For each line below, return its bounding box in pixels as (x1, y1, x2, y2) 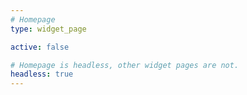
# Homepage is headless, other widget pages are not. (10, 60, 240, 70)
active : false (10, 42, 70, 52)
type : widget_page (10, 24, 87, 34)
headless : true (10, 69, 74, 80)
